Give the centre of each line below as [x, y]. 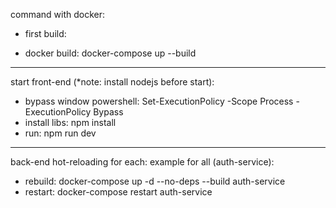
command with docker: [58, 14]
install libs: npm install [70, 122]
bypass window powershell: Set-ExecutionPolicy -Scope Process [159, 101]
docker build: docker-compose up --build [110, 53]
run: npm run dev [60, 133]
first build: [45, 33]
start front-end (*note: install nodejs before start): [112, 82]
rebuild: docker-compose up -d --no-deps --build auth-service [155, 181]
